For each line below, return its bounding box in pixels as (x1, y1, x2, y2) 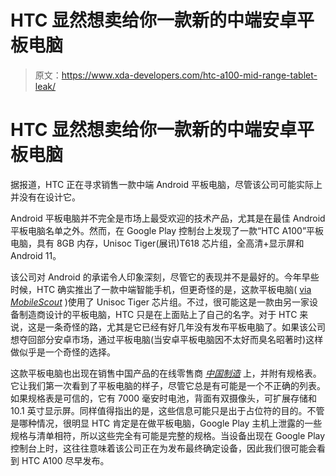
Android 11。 (10, 249, 62, 261)
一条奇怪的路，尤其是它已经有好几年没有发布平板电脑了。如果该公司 (44, 321, 326, 333)
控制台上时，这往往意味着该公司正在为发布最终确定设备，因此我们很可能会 (10, 442, 317, 454)
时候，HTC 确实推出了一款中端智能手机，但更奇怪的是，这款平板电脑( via (10, 283, 312, 295)
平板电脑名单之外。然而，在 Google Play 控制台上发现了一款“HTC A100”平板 (10, 224, 325, 236)
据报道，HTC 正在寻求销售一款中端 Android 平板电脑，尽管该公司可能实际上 (10, 178, 323, 190)
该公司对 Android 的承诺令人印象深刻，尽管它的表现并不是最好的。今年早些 (10, 271, 320, 283)
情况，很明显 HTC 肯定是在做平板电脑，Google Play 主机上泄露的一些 (36, 417, 323, 429)
